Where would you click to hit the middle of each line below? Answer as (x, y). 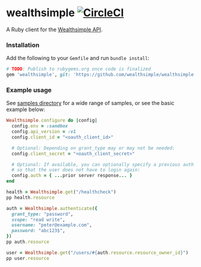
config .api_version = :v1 (44, 132)
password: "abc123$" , (39, 231)
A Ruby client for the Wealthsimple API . (54, 29)
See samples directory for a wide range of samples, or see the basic (90, 103)
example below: (26, 109)
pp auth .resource (28, 242)
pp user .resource (28, 258)
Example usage (29, 90)
